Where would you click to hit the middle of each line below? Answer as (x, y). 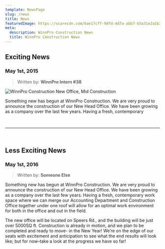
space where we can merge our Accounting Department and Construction (80, 200)
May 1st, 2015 (22, 71)
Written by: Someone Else (43, 175)
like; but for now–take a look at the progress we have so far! (66, 241)
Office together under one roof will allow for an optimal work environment (79, 206)
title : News (17, 19)
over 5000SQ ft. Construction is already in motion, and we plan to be (74, 226)
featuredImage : (21, 23)
